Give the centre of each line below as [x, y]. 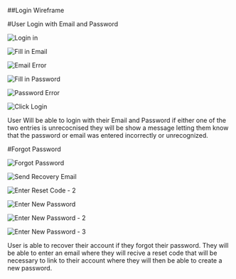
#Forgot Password [34, 149]
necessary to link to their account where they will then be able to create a [115, 261]
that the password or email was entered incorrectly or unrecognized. [108, 135]
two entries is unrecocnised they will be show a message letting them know [118, 128]
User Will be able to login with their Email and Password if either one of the [117, 120]
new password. [30, 268]
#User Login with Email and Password [63, 24]
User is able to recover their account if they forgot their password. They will [118, 245]
